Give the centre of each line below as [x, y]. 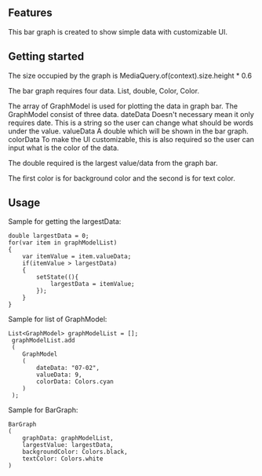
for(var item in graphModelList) [63, 243]
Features [30, 13]
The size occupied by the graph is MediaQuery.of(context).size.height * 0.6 [130, 75]
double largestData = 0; [49, 236]
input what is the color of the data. [64, 148]
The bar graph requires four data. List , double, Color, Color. [104, 90]
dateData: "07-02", [68, 368]
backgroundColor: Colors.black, [75, 452]
